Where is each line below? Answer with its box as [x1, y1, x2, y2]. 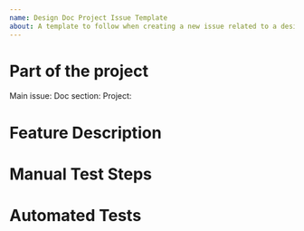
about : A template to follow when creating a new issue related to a [9, 22, 278, 31]
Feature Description [9, 122, 162, 143]
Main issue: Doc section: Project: [9, 91, 132, 101]
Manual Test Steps [9, 164, 152, 184]
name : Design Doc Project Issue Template [9, 13, 168, 23]
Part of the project [9, 61, 149, 82]
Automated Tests [9, 206, 142, 226]
